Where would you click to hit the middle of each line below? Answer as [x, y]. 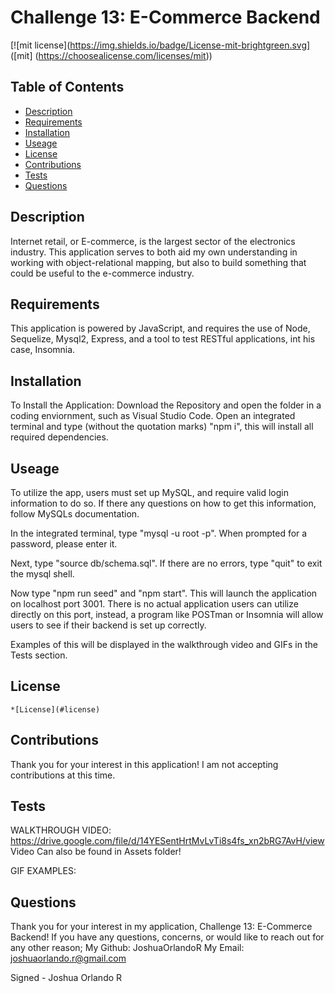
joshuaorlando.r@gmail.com [68, 958]
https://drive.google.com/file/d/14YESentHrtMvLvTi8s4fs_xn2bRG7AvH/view [167, 841]
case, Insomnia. [43, 350]
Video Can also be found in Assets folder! [96, 852]
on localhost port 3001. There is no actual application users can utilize [154, 604]
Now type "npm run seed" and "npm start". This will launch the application [164, 593]
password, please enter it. [64, 544]
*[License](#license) [55, 709]
